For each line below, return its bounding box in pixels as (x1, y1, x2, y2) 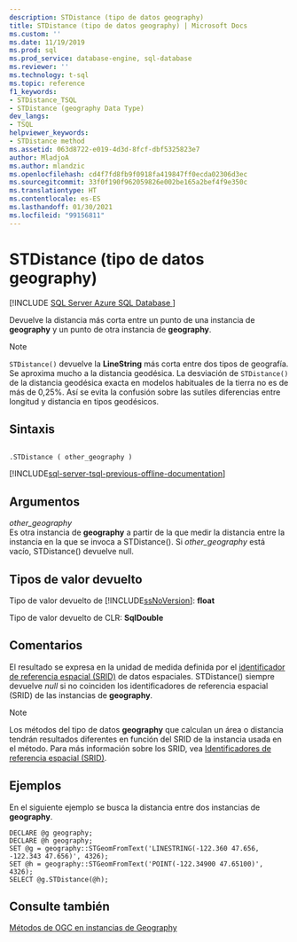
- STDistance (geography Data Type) (9, 104, 145, 113)
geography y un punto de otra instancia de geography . (9, 324, 212, 334)
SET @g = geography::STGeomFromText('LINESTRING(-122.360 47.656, (9, 844, 260, 852)
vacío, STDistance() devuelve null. (9, 546, 135, 557)
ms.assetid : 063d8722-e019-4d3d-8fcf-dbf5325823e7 (9, 145, 200, 153)
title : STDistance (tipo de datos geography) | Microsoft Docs (9, 21, 248, 30)
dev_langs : (9, 112, 50, 121)
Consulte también (9, 899, 110, 915)
